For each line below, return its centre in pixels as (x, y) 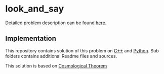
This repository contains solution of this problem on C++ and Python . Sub (82, 50)
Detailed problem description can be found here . (56, 23)
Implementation (31, 39)
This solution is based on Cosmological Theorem (56, 65)
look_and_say (35, 9)
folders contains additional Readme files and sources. (61, 56)
